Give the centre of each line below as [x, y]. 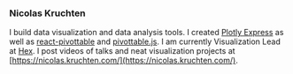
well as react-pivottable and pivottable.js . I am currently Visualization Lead [145, 41]
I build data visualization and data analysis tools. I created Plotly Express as [146, 33]
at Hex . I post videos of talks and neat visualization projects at [123, 51]
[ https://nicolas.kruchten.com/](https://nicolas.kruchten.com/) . [124, 61]
